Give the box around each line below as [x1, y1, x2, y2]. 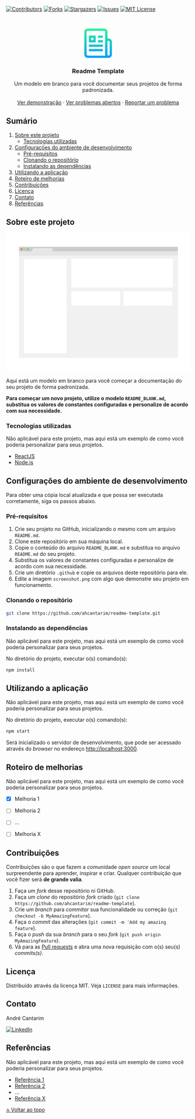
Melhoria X [14, 831, 41, 838]
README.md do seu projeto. [14, 551, 76, 558]
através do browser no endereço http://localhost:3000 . [6, 745, 138, 752]
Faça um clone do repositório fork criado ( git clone [14, 893, 140, 900]
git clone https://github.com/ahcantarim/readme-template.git [6, 610, 161, 616]
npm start [6, 728, 30, 735]
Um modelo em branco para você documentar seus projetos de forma [13, 80, 183, 87]
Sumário [6, 116, 38, 126]
